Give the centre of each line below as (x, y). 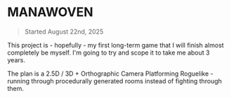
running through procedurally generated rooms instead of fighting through (115, 80)
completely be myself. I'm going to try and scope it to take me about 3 (108, 52)
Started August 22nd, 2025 (64, 31)
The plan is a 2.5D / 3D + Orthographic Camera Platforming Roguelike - (110, 73)
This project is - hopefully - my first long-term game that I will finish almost (116, 45)
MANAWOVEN (50, 12)
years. (16, 59)
